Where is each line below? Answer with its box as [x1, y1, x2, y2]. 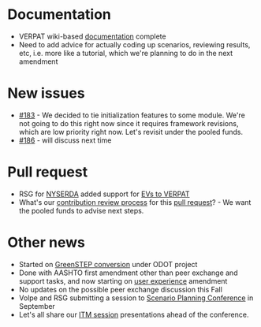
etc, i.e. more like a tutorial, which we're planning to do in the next [18, 48, 233, 58]
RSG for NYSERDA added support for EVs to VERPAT [18, 189, 190, 199]
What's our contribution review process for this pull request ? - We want [18, 197, 252, 206]
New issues [7, 84, 85, 102]
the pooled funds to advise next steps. [18, 206, 144, 215]
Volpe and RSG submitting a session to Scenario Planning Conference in [18, 293, 254, 303]
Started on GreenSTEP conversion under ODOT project [18, 259, 198, 269]
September [18, 301, 56, 310]
